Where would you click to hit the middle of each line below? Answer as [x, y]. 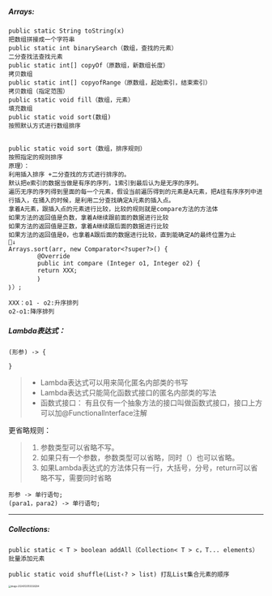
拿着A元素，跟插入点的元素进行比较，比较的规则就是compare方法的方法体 [113, 209]
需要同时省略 [90, 477]
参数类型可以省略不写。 [79, 447]
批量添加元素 [27, 559]
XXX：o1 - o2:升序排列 [44, 303]
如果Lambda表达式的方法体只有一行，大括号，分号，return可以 [145, 468]
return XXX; [58, 270]
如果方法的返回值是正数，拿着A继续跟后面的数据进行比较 [89, 226]
